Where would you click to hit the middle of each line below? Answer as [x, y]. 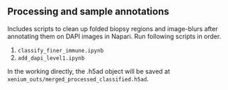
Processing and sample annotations [89, 12]
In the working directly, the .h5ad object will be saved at [89, 71]
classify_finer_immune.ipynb [61, 50]
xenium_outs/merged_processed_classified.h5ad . [78, 79]
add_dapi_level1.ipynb [51, 58]
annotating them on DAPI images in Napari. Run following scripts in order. [114, 36]
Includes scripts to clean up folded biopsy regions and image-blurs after [113, 28]
